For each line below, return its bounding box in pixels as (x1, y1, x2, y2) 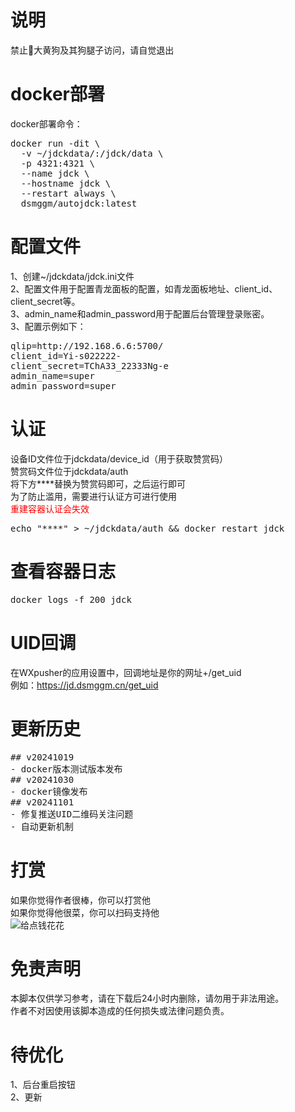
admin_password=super (10, 380, 117, 391)
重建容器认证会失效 (10, 502, 90, 515)
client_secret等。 (10, 295, 81, 307)
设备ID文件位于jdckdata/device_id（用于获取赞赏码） (10, 452, 228, 465)
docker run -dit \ (10, 137, 101, 149)
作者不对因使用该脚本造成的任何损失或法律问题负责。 (10, 1005, 230, 1017)
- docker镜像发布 (10, 786, 88, 797)
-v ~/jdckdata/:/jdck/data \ (20, 147, 164, 159)
